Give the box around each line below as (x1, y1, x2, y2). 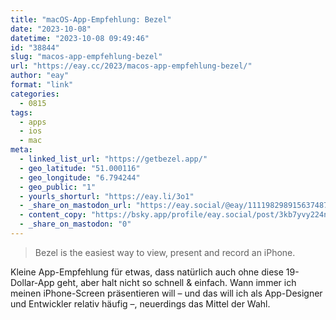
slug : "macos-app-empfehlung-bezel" (10, 52, 163, 62)
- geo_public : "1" (19, 182, 97, 192)
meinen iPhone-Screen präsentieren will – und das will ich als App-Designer (10, 287, 323, 299)
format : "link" (10, 80, 74, 90)
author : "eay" (10, 71, 70, 81)
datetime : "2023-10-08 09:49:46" (10, 33, 150, 43)
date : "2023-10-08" (10, 24, 92, 34)
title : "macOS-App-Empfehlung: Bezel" (10, 14, 172, 25)
